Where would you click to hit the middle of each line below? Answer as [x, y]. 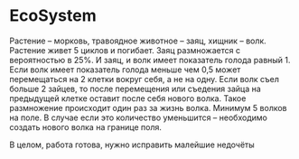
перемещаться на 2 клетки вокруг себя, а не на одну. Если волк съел [145, 79]
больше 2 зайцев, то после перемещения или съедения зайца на [135, 89]
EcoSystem [53, 16]
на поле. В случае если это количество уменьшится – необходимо [139, 117]
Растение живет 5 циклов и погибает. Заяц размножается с [125, 50]
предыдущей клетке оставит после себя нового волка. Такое [128, 98]
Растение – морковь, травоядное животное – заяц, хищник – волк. [138, 41]
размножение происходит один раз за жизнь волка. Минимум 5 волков [148, 108]
